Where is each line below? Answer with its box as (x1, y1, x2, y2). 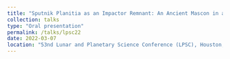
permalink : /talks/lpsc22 (7, 28, 81, 36)
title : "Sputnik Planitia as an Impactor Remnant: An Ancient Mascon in (7, 9, 219, 17)
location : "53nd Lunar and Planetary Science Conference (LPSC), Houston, (7, 41, 225, 48)
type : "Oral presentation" (7, 22, 84, 29)
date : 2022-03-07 (7, 35, 57, 42)
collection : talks (7, 16, 60, 23)
